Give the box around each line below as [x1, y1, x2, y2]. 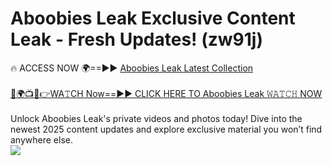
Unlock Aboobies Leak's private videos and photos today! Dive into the [10, 112, 303, 124]
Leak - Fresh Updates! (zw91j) [10, 28, 263, 51]
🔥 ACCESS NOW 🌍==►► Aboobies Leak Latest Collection [10, 62, 254, 74]
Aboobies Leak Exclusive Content [10, 7, 296, 30]
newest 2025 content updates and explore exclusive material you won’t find [10, 123, 323, 135]
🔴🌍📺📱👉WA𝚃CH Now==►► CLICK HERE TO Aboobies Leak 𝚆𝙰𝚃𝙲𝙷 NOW [10, 87, 323, 99]
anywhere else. [10, 133, 73, 146]
